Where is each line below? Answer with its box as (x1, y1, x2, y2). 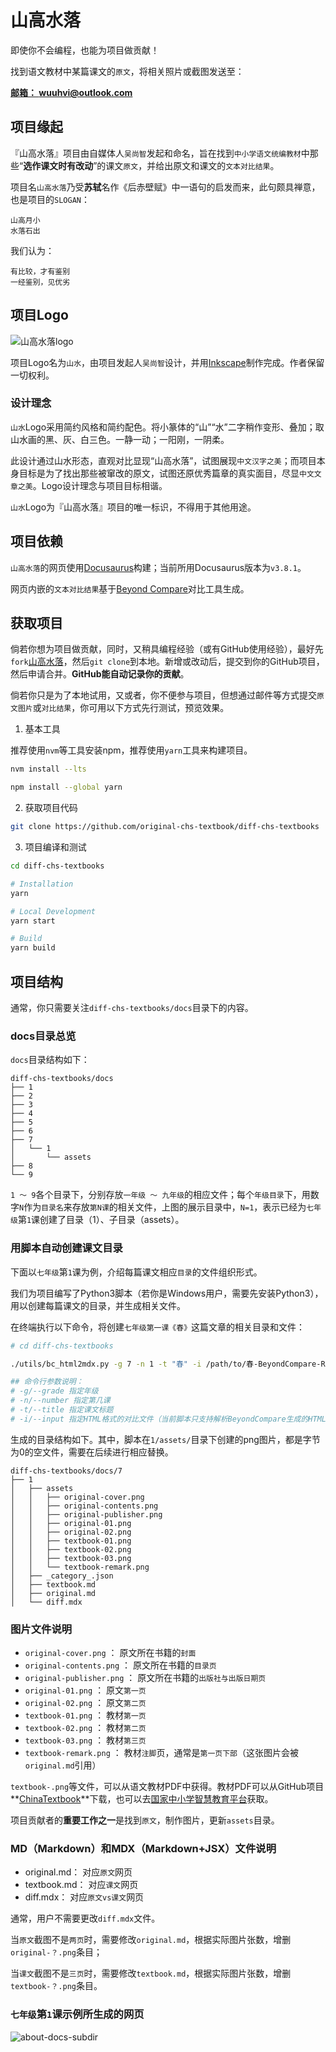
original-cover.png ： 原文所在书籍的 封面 (24, 1647, 197, 1659)
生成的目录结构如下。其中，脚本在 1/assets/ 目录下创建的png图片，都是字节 (10, 1433, 321, 1445)
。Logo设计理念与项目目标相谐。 (32, 479, 168, 491)
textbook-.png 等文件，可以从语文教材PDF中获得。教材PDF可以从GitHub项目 (10, 1781, 325, 1793)
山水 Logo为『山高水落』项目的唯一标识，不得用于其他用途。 (10, 501, 257, 513)
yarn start (10, 916, 56, 926)
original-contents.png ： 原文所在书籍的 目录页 (24, 1659, 217, 1671)
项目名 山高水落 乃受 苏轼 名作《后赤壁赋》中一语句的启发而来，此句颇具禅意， (10, 181, 321, 193)
